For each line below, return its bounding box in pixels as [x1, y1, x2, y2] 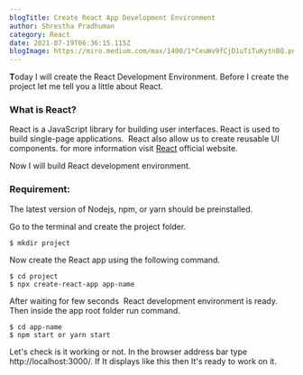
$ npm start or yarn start [9, 330, 111, 339]
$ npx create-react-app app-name [9, 279, 135, 288]
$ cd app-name [9, 322, 63, 332]
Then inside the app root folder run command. [9, 305, 180, 316]
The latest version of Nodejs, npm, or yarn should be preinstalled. [9, 204, 253, 215]
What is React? [9, 104, 77, 116]
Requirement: [9, 183, 70, 196]
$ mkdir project [9, 238, 70, 248]
